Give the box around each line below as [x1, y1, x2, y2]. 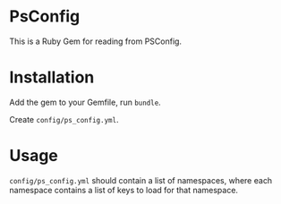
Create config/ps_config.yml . [9, 114, 119, 124]
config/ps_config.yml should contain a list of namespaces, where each [9, 174, 273, 185]
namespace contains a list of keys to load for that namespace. [9, 184, 239, 195]
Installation [9, 67, 95, 88]
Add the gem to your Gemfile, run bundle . [9, 97, 161, 107]
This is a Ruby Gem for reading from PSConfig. [9, 36, 182, 47]
